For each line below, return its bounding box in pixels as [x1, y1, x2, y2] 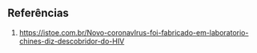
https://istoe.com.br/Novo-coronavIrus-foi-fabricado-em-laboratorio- [18, 27, 249, 37]
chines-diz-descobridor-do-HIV [18, 36, 125, 46]
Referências [7, 6, 70, 20]
